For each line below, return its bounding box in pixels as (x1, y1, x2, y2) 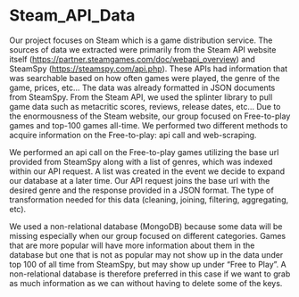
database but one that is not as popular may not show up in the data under (9, 249, 284, 260)
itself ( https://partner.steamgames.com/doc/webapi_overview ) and (9, 54, 256, 64)
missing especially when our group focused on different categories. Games (9, 230, 287, 241)
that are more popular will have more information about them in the (9, 240, 255, 251)
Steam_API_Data (9, 5, 136, 26)
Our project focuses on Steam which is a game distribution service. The (9, 35, 273, 45)
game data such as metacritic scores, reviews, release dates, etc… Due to (9, 101, 281, 111)
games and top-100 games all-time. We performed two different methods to (9, 120, 288, 130)
